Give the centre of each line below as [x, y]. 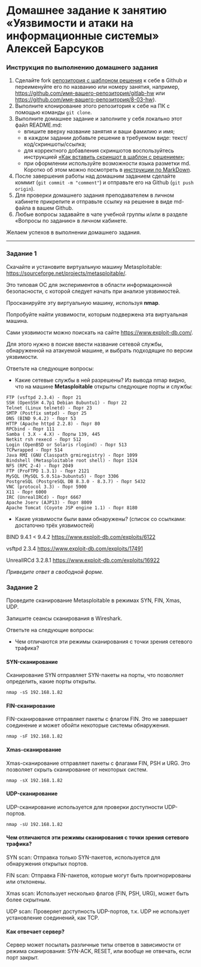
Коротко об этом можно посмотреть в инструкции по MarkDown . [107, 170]
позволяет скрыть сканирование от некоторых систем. [77, 770]
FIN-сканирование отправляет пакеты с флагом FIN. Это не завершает [97, 719]
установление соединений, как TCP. [53, 918]
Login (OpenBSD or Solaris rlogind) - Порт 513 [67, 445]
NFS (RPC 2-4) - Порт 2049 [40, 466]
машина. [17, 321]
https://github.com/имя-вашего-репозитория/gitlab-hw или [90, 93]
